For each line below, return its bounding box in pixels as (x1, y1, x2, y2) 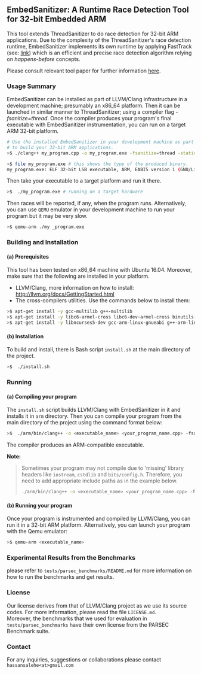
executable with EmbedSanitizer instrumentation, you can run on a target (7, 121, 186, 128)
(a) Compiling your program (7, 393, 77, 400)
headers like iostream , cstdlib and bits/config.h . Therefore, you (21, 471, 183, 478)
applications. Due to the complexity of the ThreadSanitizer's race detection (7, 36, 191, 44)
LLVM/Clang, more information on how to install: (15, 284, 134, 292)
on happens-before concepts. (7, 55, 81, 62)
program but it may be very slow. (7, 212, 88, 220)
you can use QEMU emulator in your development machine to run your (7, 206, 175, 213)
